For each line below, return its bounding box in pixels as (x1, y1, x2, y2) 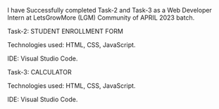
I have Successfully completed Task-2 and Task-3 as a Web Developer (7, 6, 213, 14)
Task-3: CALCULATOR (7, 68, 72, 76)
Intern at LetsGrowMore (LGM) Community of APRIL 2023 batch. (7, 13, 195, 22)
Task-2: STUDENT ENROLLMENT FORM (7, 27, 123, 35)
